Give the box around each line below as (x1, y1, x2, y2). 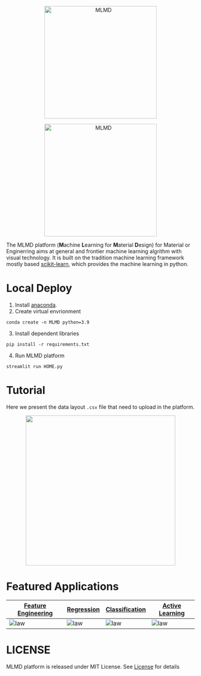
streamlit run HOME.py (6, 363, 63, 369)
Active (162, 601, 181, 609)
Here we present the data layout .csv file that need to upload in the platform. (6, 403, 195, 411)
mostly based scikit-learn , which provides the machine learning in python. (6, 261, 188, 267)
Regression (66, 605, 100, 614)
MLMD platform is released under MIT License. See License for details (6, 663, 180, 670)
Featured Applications (6, 580, 119, 594)
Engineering (17, 609, 53, 617)
